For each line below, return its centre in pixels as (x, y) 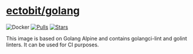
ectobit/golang (43, 11)
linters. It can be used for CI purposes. (53, 45)
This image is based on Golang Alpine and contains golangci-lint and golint (97, 38)
